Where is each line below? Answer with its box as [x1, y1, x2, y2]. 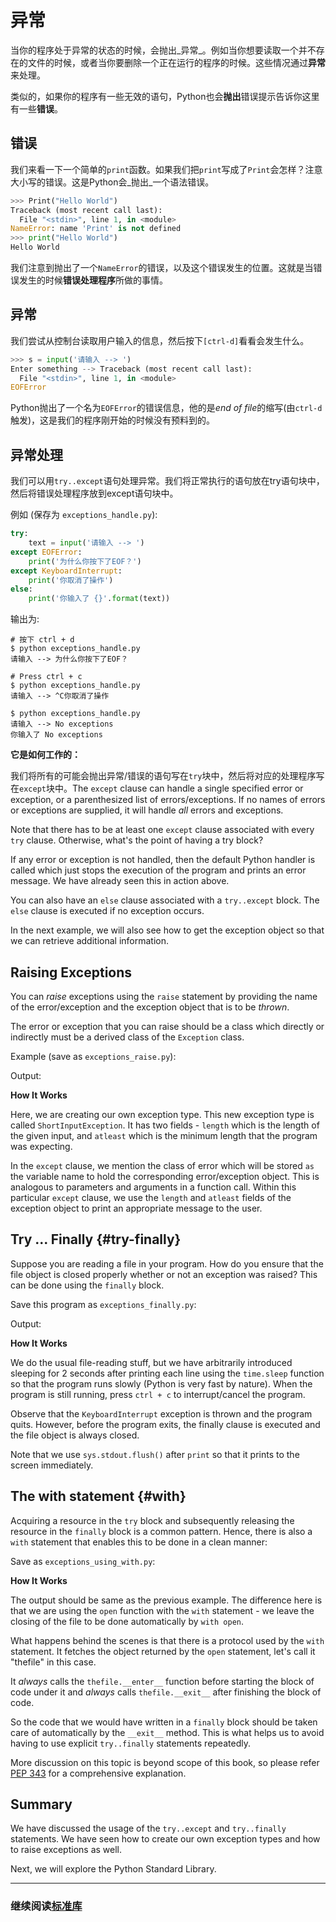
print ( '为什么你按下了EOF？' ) [28, 556, 142, 566]
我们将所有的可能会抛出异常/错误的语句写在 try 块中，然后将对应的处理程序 [10, 770, 317, 782]
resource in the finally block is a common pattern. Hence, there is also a [10, 1525, 313, 1537]
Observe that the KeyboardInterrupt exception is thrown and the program [10, 1407, 313, 1420]
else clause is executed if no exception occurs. [10, 905, 205, 917]
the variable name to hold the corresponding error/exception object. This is [10, 1170, 320, 1182]
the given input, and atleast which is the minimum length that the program [10, 1129, 318, 1141]
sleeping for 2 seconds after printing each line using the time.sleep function [10, 1367, 325, 1379]
